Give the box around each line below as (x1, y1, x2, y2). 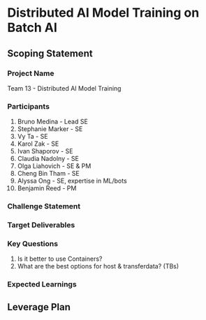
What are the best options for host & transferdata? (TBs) (17, 262, 179, 271)
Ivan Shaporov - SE (17, 147, 73, 155)
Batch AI (7, 20, 58, 36)
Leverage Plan (7, 301, 71, 313)
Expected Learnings (7, 280, 77, 289)
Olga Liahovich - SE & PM (17, 162, 91, 170)
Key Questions (7, 238, 58, 248)
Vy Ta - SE (17, 132, 48, 141)
